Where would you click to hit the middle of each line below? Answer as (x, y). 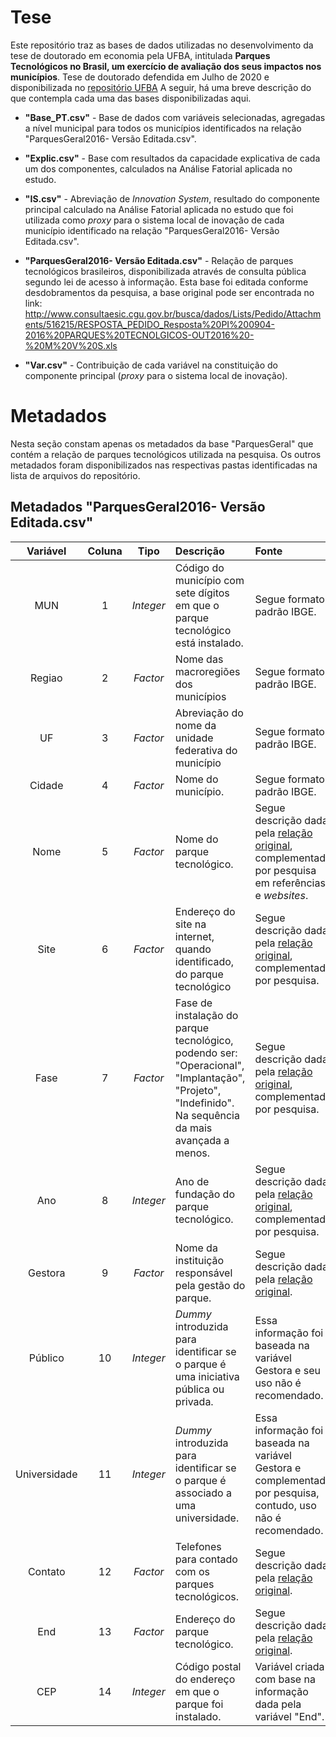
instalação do (206, 1015)
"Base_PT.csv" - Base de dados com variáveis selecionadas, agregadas (175, 117)
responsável (203, 1273)
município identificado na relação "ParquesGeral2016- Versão (152, 230)
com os (192, 1571)
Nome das (199, 659)
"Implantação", (210, 1078)
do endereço (205, 1679)
